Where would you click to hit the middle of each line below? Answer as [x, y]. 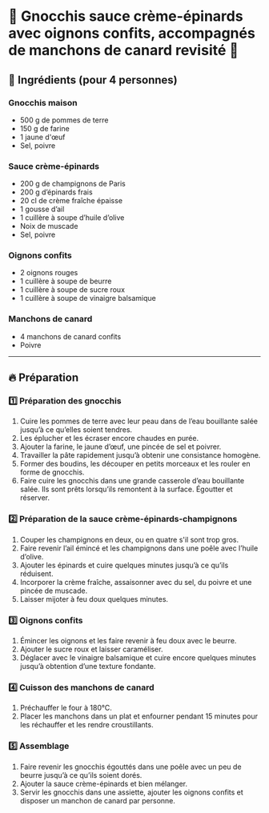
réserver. [35, 498]
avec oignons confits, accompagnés [132, 33]
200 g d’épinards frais [56, 192]
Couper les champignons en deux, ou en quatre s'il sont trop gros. [129, 539]
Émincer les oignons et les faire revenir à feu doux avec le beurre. [128, 641]
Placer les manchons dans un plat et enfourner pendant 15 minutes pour [139, 716]
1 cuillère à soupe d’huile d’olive [72, 218]
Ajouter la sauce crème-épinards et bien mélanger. [104, 783]
